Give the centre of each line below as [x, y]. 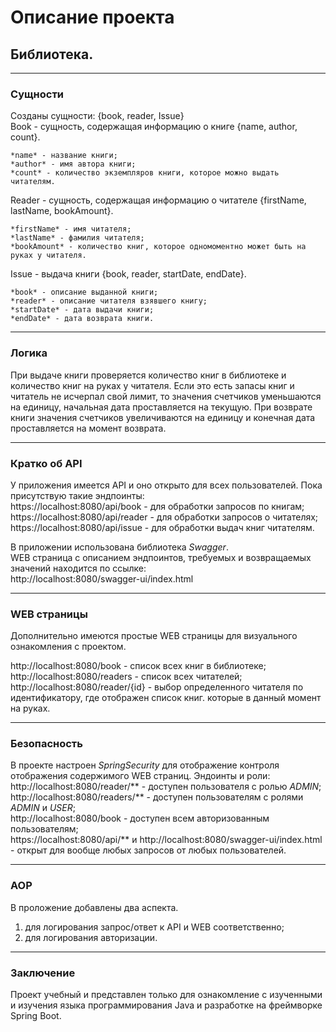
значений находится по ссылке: [78, 568]
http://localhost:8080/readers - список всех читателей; [126, 677]
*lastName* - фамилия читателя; [77, 238]
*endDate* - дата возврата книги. [82, 319]
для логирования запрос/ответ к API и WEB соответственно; [154, 927]
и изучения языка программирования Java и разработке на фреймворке [166, 1005]
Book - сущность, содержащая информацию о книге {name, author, [154, 127]
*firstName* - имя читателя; [71, 229]
